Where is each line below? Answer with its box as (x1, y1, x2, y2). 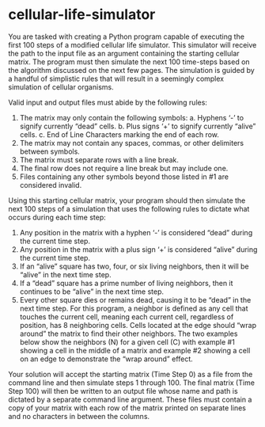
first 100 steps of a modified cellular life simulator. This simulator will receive (8, 40, 257, 49)
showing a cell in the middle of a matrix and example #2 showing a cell (19, 345, 251, 355)
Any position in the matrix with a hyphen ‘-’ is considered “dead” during (19, 227, 253, 237)
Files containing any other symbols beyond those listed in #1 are (19, 172, 229, 181)
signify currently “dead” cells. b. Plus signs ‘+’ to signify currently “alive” (19, 121, 256, 131)
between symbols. (19, 147, 81, 156)
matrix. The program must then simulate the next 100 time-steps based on (8, 57, 251, 67)
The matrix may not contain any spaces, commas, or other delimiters (19, 138, 244, 147)
